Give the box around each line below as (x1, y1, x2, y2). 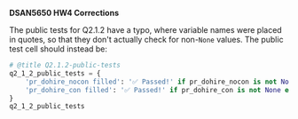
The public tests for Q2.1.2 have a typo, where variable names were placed (9, 25, 282, 35)
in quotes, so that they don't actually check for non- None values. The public (9, 35, 284, 44)
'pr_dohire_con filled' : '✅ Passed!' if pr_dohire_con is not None (25, 85, 281, 94)
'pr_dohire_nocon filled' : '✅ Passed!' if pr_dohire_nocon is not (25, 77, 278, 86)
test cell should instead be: (9, 44, 108, 54)
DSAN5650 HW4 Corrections (9, 8, 120, 18)
